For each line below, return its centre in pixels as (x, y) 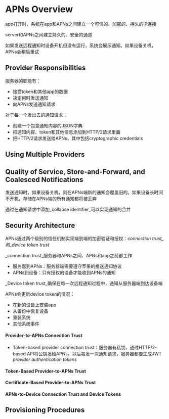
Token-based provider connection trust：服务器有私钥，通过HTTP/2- (85, 347)
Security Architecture (40, 226)
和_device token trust (27, 245)
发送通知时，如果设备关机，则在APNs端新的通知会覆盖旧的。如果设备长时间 (84, 192)
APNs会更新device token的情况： (40, 294)
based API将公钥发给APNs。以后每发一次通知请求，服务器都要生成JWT (87, 354)
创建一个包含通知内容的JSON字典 (48, 125)
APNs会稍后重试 (22, 52)
